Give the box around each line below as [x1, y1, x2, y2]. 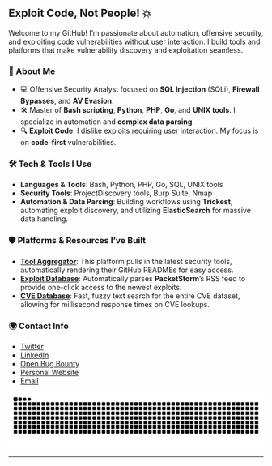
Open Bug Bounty [19, 359, 80, 368]
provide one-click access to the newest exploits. [19, 282, 182, 292]
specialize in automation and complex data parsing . [19, 117, 194, 126]
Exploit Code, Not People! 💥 [8, 6, 152, 20]
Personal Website [19, 368, 79, 377]
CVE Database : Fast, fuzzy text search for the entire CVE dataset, [19, 291, 240, 301]
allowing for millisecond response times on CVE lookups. [19, 299, 210, 309]
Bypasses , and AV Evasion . [19, 96, 115, 106]
